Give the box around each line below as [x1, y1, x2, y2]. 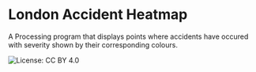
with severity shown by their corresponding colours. [8, 40, 178, 49]
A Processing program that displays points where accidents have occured [8, 32, 249, 41]
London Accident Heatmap [8, 6, 188, 24]
